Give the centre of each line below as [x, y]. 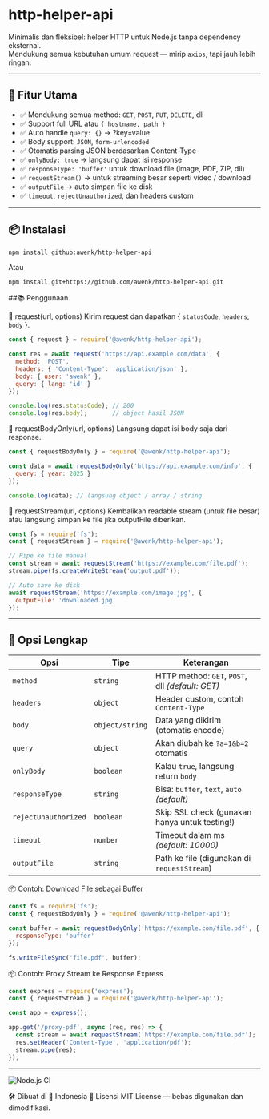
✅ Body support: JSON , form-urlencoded [84, 141]
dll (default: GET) [187, 686]
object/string [121, 725]
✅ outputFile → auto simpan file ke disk [86, 187]
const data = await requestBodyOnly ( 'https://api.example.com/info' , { [130, 466]
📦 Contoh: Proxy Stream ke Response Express [86, 973]
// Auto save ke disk [44, 585]
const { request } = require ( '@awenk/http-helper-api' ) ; [105, 340]
